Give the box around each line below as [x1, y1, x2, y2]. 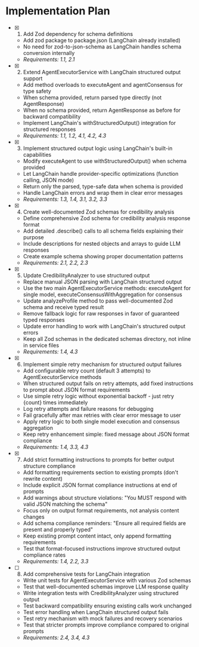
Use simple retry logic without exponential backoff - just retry [23, 392, 174, 399]
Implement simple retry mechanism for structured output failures [23, 361, 182, 368]
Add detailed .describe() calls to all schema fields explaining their [23, 227, 184, 234]
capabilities [23, 151, 52, 158]
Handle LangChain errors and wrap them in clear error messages [23, 189, 183, 196]
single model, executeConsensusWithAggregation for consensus [23, 291, 183, 298]
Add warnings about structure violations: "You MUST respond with [23, 494, 187, 501]
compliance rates [23, 551, 66, 559]
